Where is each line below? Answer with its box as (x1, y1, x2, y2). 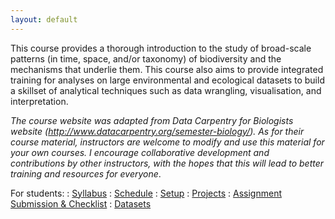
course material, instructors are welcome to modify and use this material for (10, 136, 325, 148)
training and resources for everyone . (10, 167, 162, 180)
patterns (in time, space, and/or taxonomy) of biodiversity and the (10, 52, 282, 65)
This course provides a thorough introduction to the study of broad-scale (10, 42, 312, 54)
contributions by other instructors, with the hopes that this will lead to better (10, 157, 325, 169)
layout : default (10, 14, 78, 25)
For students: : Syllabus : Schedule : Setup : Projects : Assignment (10, 187, 282, 199)
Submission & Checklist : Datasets (10, 197, 152, 210)
